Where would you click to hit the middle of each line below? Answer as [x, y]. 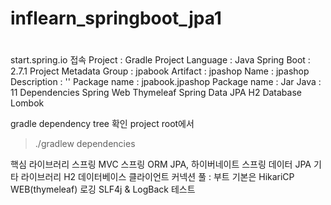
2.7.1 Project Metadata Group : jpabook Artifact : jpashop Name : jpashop [160, 71]
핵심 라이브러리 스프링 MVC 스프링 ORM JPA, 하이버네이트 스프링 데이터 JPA [161, 164]
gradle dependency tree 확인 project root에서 [102, 124]
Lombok [27, 103]
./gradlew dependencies [85, 144]
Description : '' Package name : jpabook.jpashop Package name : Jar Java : [166, 82]
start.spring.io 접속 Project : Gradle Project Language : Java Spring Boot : [160, 60]
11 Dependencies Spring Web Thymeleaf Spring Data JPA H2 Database [156, 93]
